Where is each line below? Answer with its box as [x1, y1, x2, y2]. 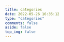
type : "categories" [5, 16, 45, 21]
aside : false [5, 25, 32, 30]
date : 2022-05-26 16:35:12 [5, 12, 60, 16]
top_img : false [5, 29, 36, 34]
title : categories [5, 7, 42, 12]
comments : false [5, 20, 38, 26]
